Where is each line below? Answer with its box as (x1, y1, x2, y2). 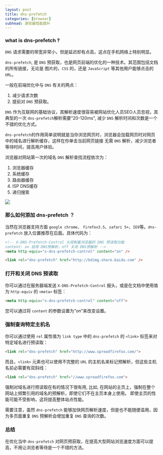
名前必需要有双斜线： (5, 365, 48, 371)
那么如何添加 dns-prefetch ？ (5, 212, 75, 219)
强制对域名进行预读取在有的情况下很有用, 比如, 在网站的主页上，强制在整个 (5, 384, 155, 390)
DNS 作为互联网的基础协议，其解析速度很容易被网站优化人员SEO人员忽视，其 (5, 109, 159, 115)
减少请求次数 (12, 92, 38, 98)
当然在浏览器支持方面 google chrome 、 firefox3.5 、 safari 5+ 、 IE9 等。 (5, 224, 148, 229)
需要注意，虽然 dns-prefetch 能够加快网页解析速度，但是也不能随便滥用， (5, 406, 154, 412)
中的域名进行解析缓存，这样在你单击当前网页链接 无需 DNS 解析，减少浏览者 (5, 138, 157, 144)
